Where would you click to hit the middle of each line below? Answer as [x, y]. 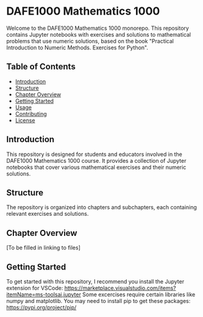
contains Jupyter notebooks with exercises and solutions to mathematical [99, 34]
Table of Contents [41, 67]
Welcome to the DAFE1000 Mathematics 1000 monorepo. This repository [98, 28]
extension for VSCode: [35, 288]
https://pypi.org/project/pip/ [41, 307]
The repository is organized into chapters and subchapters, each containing [101, 207]
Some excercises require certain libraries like [139, 294]
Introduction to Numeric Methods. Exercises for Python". [77, 48]
